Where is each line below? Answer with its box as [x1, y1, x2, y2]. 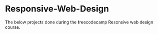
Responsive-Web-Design [5, 3, 109, 14]
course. [5, 24, 20, 30]
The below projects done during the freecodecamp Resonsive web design [5, 19, 154, 25]
